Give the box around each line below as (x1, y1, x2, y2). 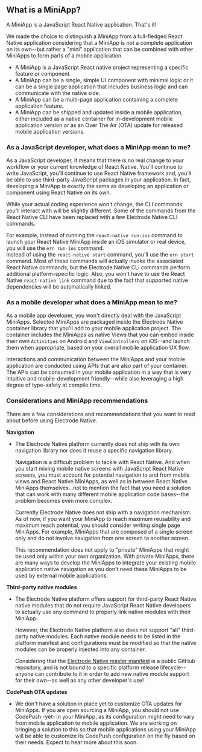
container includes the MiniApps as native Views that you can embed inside (6, 331, 194, 338)
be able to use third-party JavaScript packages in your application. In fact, (6, 176, 191, 183)
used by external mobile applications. (14, 572, 109, 579)
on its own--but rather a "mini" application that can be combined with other (6, 45, 194, 53)
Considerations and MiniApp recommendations (6, 396, 148, 405)
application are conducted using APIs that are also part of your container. (6, 362, 188, 370)
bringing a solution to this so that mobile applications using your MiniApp (14, 725, 197, 733)
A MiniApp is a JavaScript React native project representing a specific (14, 64, 189, 71)
